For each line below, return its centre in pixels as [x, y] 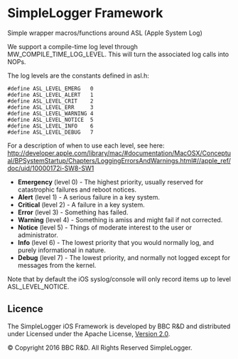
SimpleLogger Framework [85, 13]
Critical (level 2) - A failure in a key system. [81, 204]
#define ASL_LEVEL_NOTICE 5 [50, 120]
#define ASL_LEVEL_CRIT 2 [50, 101]
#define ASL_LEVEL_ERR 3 [50, 107]
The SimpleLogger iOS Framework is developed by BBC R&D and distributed [119, 326]
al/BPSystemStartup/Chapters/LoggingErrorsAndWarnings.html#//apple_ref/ [119, 160]
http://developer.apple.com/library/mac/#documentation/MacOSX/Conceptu [119, 153]
